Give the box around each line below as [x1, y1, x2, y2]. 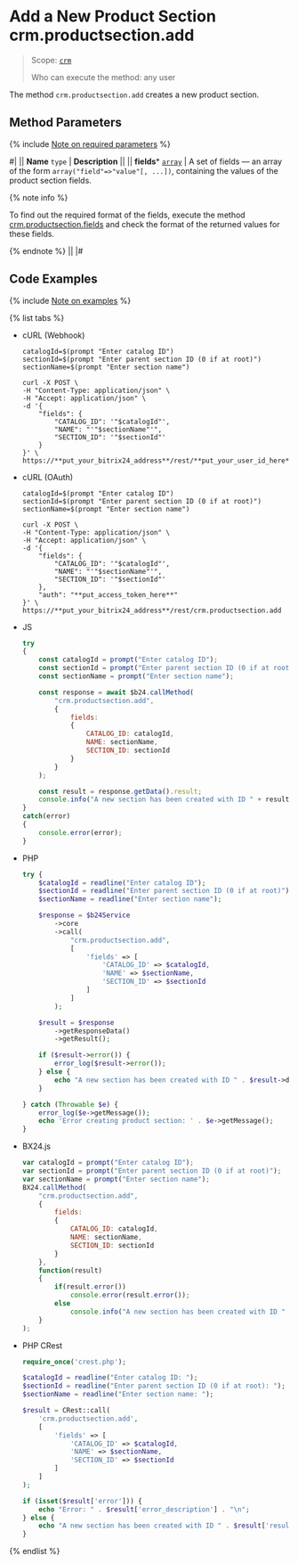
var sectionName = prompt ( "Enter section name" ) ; [21, 1175, 211, 1183]
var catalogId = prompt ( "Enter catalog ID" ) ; [21, 1159, 194, 1167]
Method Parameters [9, 115, 122, 130]
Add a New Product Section [9, 6, 216, 27]
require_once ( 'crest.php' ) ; [21, 1357, 126, 1366]
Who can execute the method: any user [30, 71, 176, 82]
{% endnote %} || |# [9, 245, 84, 256]
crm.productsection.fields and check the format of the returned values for [9, 218, 280, 229]
